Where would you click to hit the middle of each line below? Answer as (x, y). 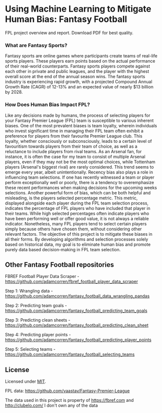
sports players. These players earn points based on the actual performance (80, 61)
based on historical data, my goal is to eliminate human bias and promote (78, 244)
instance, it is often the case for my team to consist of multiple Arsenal (75, 156)
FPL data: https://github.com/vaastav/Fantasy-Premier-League (67, 391)
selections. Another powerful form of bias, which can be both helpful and (78, 192)
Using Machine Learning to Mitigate (78, 9)
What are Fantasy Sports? (36, 45)
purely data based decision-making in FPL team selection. (63, 249)
